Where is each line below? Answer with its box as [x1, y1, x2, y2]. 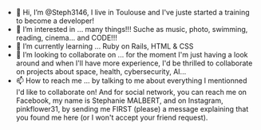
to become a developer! [15, 16, 94, 26]
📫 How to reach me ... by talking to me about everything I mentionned [15, 76, 247, 85]
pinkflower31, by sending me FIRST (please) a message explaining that [15, 104, 249, 113]
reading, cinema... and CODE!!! [15, 33, 117, 42]
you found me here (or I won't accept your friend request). [15, 112, 208, 122]
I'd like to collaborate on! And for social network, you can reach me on [15, 88, 247, 97]
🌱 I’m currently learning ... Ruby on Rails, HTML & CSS [15, 41, 194, 51]
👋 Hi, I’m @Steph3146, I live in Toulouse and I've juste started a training [15, 8, 250, 17]
